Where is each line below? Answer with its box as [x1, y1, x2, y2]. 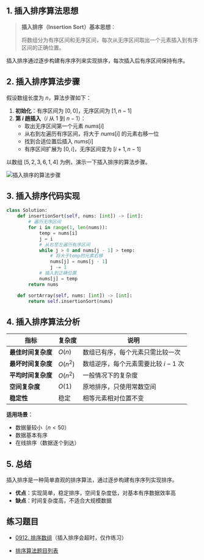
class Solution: [6, 207, 48, 214]
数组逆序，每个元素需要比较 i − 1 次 [82, 360, 184, 368]
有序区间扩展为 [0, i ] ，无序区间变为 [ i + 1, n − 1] [24, 145, 142, 152]
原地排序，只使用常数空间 [82, 383, 157, 391]
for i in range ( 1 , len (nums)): [28, 225, 108, 231]
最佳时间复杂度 [9, 348, 53, 357]
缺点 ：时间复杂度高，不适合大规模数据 [15, 497, 112, 504]
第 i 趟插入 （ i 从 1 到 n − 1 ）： [15, 114, 87, 122]
